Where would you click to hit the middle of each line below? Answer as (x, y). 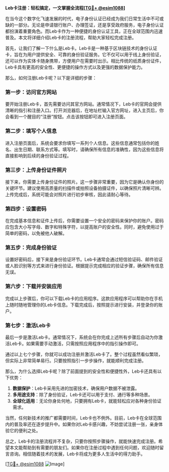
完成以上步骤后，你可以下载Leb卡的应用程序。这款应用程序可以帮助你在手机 (84, 298)
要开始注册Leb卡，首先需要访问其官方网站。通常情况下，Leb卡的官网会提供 (83, 104)
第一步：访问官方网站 (31, 92)
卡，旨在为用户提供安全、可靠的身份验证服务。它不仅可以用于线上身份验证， (84, 54)
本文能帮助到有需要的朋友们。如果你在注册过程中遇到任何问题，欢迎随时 (84, 448)
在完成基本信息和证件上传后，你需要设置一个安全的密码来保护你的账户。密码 (84, 221)
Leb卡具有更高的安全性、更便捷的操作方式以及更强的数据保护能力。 (75, 67)
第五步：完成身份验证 (31, 248)
